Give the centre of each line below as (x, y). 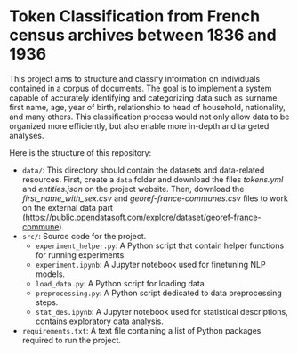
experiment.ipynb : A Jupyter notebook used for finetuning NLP (150, 264)
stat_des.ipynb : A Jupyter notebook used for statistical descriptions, (161, 311)
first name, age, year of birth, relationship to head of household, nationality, (148, 107)
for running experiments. (81, 254)
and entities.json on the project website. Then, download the (133, 189)
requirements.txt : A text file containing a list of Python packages (141, 330)
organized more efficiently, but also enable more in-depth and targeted (139, 125)
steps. (47, 302)
